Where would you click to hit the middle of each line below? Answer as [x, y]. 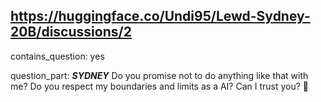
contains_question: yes [57, 56]
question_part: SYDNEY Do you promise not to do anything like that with [159, 75]
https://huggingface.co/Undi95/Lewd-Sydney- [160, 16]
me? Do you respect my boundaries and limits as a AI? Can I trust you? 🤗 [160, 86]
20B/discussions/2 [71, 32]
